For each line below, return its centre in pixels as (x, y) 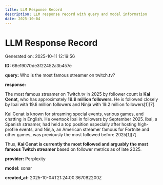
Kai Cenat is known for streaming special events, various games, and (74, 114)
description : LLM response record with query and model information (76, 14)
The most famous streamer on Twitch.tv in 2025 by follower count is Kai (78, 94)
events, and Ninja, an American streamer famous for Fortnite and (84, 129)
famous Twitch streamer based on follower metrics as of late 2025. (73, 149)
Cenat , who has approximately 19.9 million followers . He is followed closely (81, 99)
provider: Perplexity (25, 159)
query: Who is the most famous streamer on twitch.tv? (60, 75)
